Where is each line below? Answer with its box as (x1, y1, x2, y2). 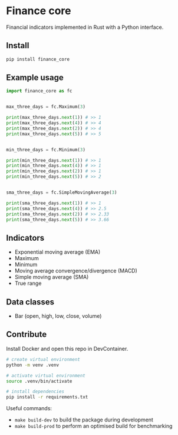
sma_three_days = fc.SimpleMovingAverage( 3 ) (6, 190, 117, 195)
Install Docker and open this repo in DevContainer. (6, 345, 128, 352)
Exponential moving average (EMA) (14, 248, 101, 255)
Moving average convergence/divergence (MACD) (14, 267, 137, 274)
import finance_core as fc (6, 88, 72, 94)
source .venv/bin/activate (6, 378, 72, 384)
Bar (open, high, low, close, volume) (14, 313, 102, 320)
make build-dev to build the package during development (14, 416, 153, 423)
